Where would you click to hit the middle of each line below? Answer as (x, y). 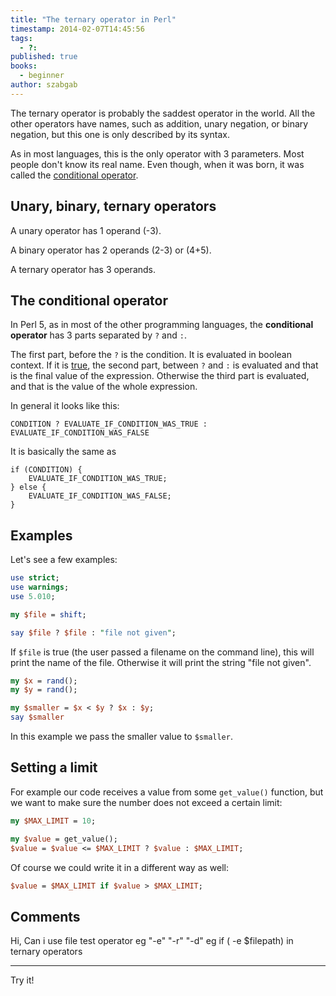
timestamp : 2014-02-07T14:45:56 (77, 29)
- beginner (42, 76)
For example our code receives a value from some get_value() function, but (167, 792)
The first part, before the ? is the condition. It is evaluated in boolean (151, 355)
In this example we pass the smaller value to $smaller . (121, 737)
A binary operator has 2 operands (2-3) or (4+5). (111, 250)
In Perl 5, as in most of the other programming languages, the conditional (162, 325)
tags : (21, 38)
